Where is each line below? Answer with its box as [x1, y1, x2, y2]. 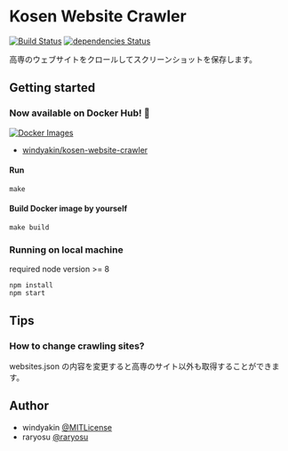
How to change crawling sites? [9, 340, 145, 352]
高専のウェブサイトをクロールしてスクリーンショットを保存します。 [9, 53, 258, 64]
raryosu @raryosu [21, 431, 89, 442]
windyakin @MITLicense [21, 422, 113, 432]
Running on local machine [9, 243, 124, 255]
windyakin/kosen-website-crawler [21, 144, 148, 155]
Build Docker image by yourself [9, 203, 128, 214]
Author [9, 399, 49, 414]
